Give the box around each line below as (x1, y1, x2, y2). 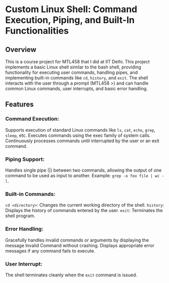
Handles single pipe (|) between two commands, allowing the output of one (5, 167, 162, 173)
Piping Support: (5, 155, 45, 163)
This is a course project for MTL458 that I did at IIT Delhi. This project (5, 59, 150, 64)
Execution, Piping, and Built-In (5, 14, 135, 26)
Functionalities (5, 25, 69, 36)
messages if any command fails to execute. (5, 248, 95, 254)
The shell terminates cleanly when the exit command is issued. (5, 272, 138, 278)
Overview (5, 45, 37, 54)
